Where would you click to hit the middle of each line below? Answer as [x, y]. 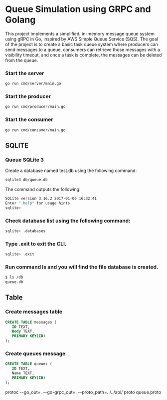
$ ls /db [14, 277]
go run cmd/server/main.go [33, 83]
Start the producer [28, 96]
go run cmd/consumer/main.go [35, 130]
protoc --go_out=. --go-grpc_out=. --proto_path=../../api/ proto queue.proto [83, 392]
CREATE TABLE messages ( [31, 322]
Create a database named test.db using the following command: [71, 170]
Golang [20, 20]
